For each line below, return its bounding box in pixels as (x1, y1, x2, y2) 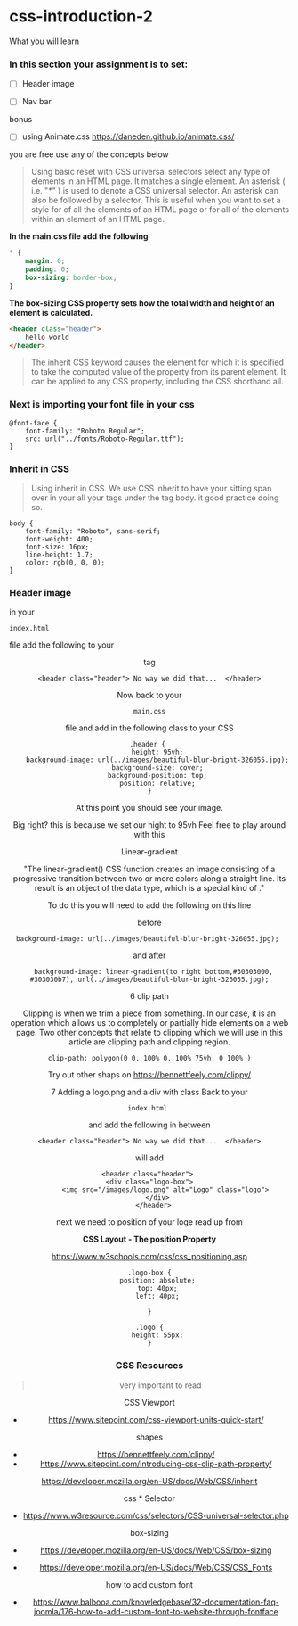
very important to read (119, 1380, 202, 1391)
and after (133, 950, 166, 961)
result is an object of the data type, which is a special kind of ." (34, 883, 265, 894)
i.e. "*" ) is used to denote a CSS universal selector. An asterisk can (30, 186, 278, 196)
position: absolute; (119, 1276, 196, 1285)
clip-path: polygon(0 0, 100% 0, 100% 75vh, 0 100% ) (47, 1054, 252, 1063)
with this (133, 830, 165, 840)
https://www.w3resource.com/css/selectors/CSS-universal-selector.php (23, 1510, 289, 1521)
